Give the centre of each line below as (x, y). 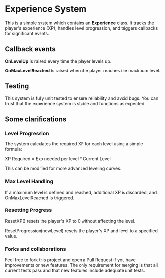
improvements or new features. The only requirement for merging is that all (82, 265)
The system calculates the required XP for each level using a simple (74, 144)
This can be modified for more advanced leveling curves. (63, 169)
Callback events (30, 49)
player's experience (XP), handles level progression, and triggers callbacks (82, 28)
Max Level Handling (29, 181)
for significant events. (27, 33)
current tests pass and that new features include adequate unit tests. (75, 270)
